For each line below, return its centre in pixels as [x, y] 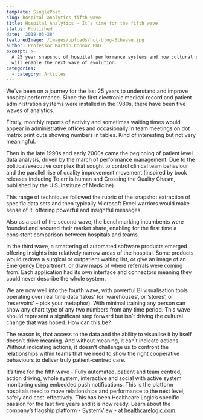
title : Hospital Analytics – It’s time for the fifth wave [82, 23]
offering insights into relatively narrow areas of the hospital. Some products [100, 253]
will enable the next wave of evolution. [65, 62]
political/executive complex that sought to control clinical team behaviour [97, 166]
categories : [21, 68]
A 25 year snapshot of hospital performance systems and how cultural [102, 57]
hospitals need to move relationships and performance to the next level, [96, 391]
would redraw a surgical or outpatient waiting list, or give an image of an [96, 259]
